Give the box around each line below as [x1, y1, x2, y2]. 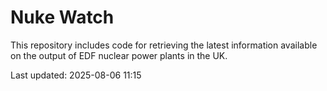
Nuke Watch [10, 6, 115, 29]
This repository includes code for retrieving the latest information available [10, 39, 318, 51]
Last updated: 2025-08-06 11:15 [10, 69, 142, 81]
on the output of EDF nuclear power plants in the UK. [10, 49, 228, 61]
